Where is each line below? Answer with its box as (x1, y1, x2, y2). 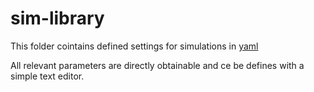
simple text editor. (10, 70, 85, 82)
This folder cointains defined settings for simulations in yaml (10, 40, 259, 52)
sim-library (10, 7, 105, 30)
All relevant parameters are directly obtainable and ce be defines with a (10, 59, 305, 71)
